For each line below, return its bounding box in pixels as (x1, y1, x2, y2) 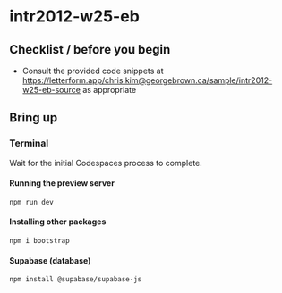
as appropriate (81, 85, 137, 95)
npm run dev (9, 197, 54, 206)
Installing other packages (9, 216, 107, 227)
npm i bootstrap (9, 237, 70, 246)
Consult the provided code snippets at (21, 65, 164, 76)
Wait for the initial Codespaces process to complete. (9, 157, 203, 168)
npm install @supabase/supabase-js (9, 275, 142, 284)
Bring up (9, 110, 58, 126)
